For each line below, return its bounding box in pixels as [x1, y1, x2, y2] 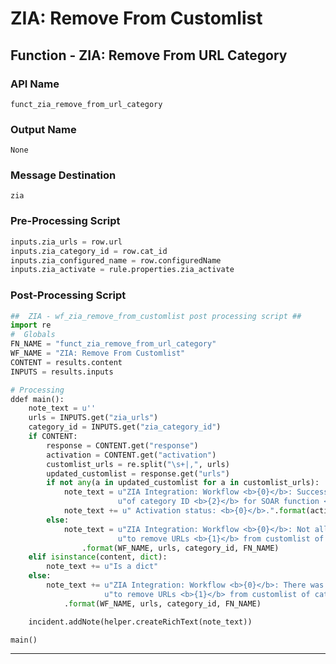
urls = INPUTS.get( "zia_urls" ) [28, 413, 159, 423]
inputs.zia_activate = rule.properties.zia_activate [10, 265, 235, 275]
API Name [10, 77, 60, 91]
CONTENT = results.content [10, 357, 123, 367]
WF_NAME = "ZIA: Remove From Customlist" [10, 348, 186, 359]
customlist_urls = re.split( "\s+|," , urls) [46, 459, 230, 469]
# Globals [10, 330, 56, 340]
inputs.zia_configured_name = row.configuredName [10, 255, 222, 266]
